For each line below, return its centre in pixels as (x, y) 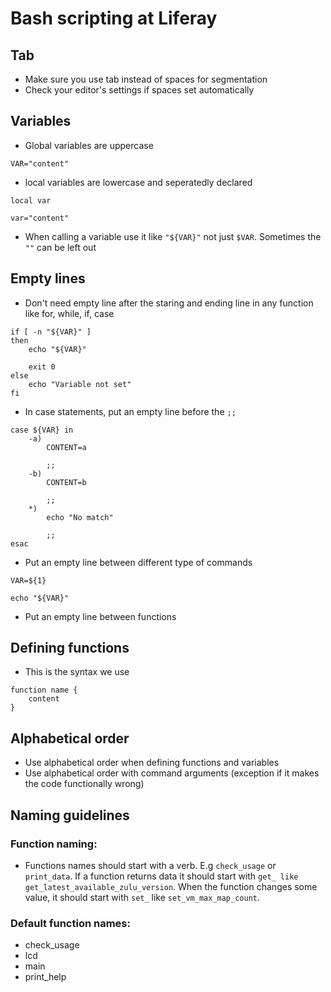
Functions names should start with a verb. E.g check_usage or (150, 865)
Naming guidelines (70, 815)
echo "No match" (80, 517)
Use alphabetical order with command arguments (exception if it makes (172, 773)
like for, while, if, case (69, 313)
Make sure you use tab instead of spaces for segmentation (146, 79)
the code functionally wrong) (84, 784)
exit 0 (42, 367)
